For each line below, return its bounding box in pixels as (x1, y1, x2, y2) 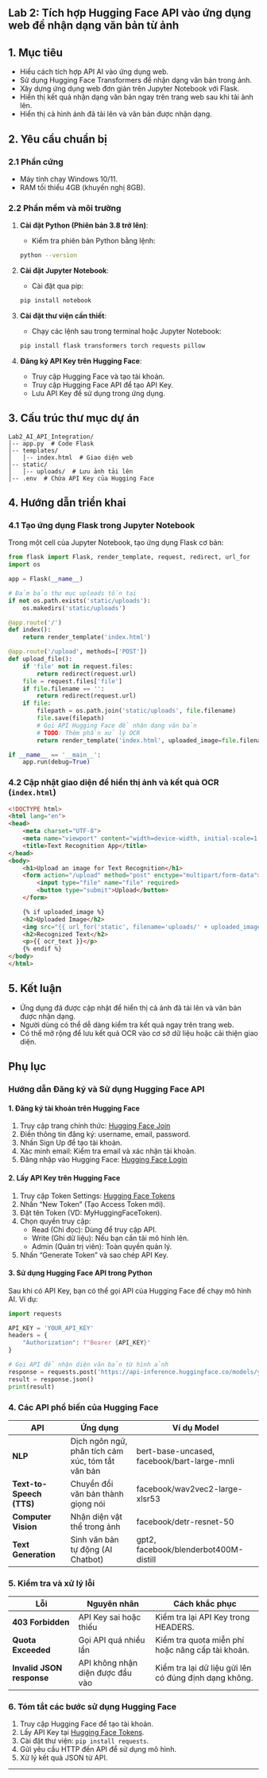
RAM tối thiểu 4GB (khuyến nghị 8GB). (19, 182, 145, 192)
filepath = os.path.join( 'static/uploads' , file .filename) (37, 707, 237, 715)
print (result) (8, 1383, 56, 1391)
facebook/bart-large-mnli (136, 1455, 234, 1466)
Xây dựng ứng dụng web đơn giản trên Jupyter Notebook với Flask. (19, 84, 240, 94)
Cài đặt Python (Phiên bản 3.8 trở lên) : (19, 220, 149, 230)
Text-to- (12, 1478, 48, 1489)
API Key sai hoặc (78, 1612, 141, 1623)
